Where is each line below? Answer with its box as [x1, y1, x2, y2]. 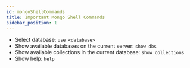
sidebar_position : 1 [6, 20, 58, 26]
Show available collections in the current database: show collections [14, 49, 185, 56]
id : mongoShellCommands [6, 8, 66, 15]
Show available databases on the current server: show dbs [14, 42, 157, 50]
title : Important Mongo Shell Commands [6, 14, 105, 20]
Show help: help [14, 55, 55, 63]
